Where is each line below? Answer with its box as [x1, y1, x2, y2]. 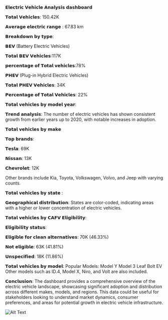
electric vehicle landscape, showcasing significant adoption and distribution [5, 283, 162, 289]
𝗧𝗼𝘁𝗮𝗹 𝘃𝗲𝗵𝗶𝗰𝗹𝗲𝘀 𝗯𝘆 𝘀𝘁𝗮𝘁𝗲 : [5, 190, 64, 196]
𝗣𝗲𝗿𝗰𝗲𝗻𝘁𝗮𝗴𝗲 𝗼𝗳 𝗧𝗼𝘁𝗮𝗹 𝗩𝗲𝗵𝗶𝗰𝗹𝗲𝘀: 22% [5, 92, 88, 97]
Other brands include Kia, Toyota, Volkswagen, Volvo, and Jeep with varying [5, 175, 163, 181]
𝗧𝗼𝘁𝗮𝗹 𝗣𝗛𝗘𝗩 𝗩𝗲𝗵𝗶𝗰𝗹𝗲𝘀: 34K [5, 82, 66, 88]
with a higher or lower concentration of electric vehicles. [5, 205, 122, 211]
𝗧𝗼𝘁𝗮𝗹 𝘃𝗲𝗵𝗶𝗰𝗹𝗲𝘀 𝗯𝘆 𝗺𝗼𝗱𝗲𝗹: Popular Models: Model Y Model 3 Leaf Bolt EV [5, 263, 162, 269]
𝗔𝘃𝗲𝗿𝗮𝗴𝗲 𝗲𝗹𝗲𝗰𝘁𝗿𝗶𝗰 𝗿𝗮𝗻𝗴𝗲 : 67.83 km [5, 24, 84, 30]
